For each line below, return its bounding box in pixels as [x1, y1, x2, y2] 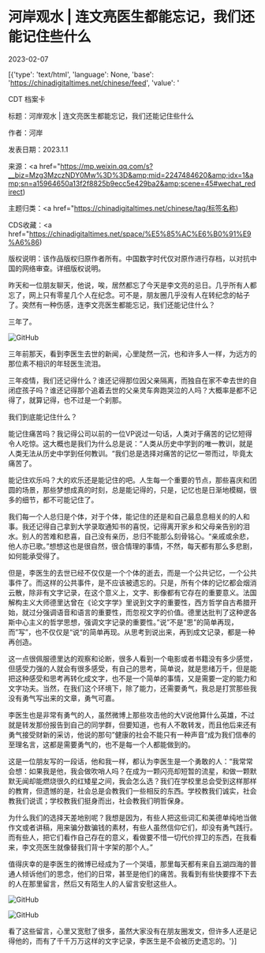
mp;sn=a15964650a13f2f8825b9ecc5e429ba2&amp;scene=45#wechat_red [8, 178, 256, 188]
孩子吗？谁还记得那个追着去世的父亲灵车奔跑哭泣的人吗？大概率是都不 [21, 385, 250, 395]
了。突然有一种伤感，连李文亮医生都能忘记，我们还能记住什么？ [8, 300, 215, 310]
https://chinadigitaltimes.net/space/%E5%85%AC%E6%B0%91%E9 [28, 229, 252, 238]
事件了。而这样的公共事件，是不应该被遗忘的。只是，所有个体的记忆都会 [8, 578, 243, 587]
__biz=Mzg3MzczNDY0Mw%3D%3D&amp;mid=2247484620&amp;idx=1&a [8, 170, 254, 179]
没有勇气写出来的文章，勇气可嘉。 [8, 693, 119, 703]
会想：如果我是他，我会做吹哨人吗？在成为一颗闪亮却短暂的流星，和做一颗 [8, 766, 250, 775]
